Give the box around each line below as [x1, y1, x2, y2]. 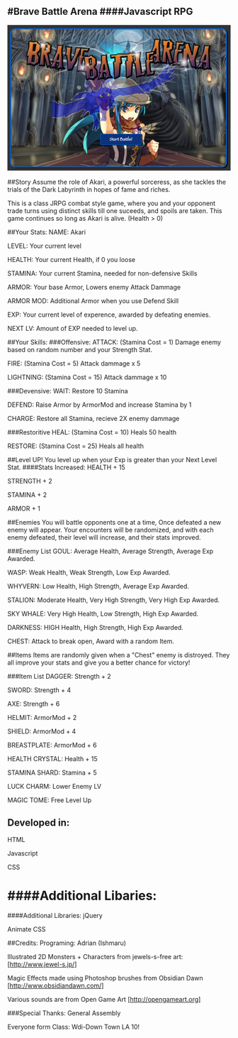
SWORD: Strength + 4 [7, 686, 72, 694]
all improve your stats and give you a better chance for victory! [7, 658, 191, 667]
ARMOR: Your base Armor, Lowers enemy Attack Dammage [7, 283, 181, 292]
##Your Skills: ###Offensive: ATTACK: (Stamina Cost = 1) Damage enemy [7, 338, 222, 346]
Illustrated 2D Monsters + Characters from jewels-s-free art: [7, 953, 183, 961]
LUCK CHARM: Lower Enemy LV [7, 782, 101, 791]
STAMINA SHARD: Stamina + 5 [7, 768, 97, 777]
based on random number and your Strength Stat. [7, 346, 153, 354]
